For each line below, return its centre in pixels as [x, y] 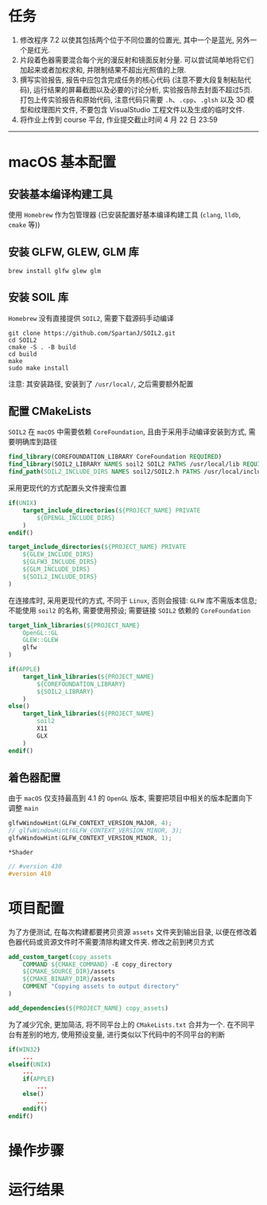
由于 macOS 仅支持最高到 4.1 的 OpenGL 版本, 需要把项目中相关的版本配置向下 [130, 798]
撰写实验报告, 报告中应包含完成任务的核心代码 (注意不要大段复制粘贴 [132, 80]
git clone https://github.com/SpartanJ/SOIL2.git [92, 333]
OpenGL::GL [41, 633]
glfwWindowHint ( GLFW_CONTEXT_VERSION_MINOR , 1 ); [90, 838]
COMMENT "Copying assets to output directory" [101, 987]
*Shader [21, 852]
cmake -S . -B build [43, 347]
